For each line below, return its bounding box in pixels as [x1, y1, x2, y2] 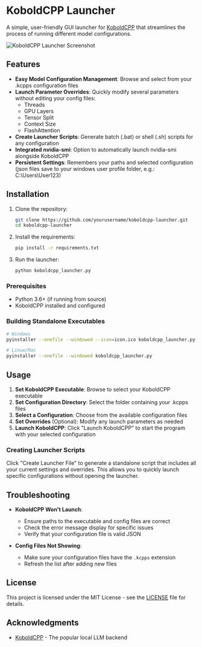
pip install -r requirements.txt [14, 245, 99, 251]
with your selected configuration [14, 430, 96, 438]
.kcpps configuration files [14, 82, 78, 89]
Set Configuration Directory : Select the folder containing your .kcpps [14, 398, 189, 405]
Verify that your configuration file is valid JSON [24, 530, 141, 538]
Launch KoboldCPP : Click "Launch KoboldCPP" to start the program [14, 424, 186, 431]
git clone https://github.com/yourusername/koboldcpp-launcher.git [14, 217, 188, 223]
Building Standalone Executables [6, 317, 106, 326]
